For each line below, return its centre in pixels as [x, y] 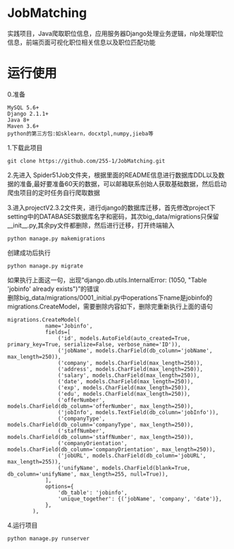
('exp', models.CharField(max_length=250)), [124, 387]
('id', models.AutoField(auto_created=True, [124, 338]
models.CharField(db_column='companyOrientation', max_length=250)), [112, 450]
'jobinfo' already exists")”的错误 [54, 289]
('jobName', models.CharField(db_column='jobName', [135, 351]
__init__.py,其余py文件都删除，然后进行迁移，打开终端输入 [91, 225]
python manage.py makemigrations [56, 239]
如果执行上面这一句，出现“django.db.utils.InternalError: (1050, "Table [107, 279]
